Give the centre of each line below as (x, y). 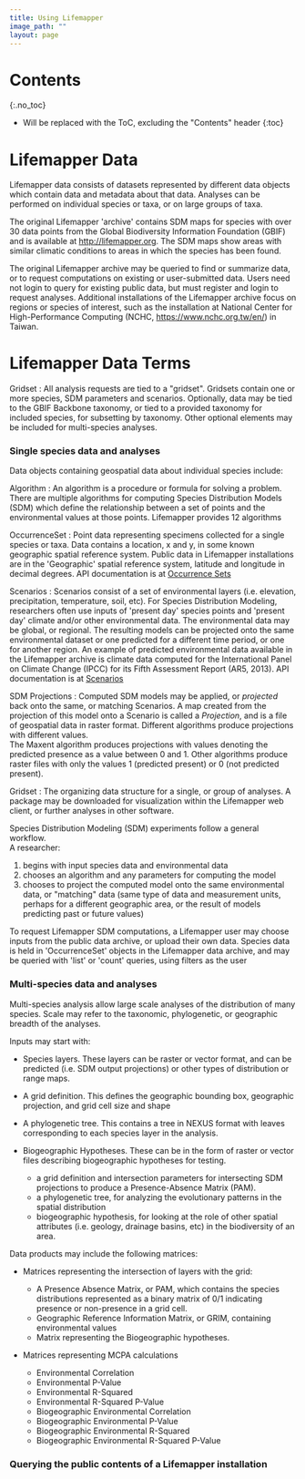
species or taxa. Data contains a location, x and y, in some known (132, 545)
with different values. (49, 735)
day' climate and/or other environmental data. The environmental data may (150, 621)
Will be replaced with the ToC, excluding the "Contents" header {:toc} (153, 123)
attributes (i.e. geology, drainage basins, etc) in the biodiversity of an (165, 1226)
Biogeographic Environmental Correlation (113, 1411)
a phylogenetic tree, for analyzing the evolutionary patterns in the (159, 1197)
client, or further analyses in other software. (92, 811)
